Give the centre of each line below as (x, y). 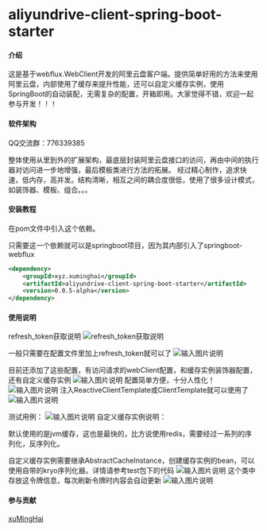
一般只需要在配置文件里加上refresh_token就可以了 (90, 353)
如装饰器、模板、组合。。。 (50, 189)
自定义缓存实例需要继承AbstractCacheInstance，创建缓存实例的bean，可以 (132, 461)
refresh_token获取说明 (45, 336)
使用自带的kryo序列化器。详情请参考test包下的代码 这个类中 (132, 471)
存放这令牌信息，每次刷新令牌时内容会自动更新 (85, 481)
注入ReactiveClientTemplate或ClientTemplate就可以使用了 (154, 390)
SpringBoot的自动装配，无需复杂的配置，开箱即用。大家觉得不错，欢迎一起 (131, 94)
